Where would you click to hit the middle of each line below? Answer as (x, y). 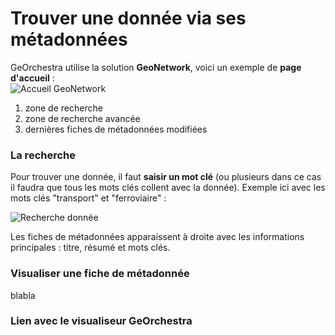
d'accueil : (32, 78)
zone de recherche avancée (82, 118)
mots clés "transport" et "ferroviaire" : (88, 198)
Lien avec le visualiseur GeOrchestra (101, 321)
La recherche (43, 155)
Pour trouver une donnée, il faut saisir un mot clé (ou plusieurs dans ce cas (166, 177)
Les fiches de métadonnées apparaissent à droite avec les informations (157, 237)
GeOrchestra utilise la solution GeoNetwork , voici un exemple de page (156, 67)
